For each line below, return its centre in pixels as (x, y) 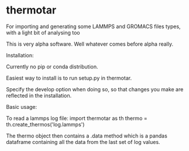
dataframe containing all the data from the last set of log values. (83, 142)
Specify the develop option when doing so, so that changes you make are (95, 89)
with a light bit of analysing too (43, 32)
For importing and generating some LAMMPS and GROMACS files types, (93, 26)
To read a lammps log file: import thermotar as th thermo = (77, 118)
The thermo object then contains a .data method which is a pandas (87, 136)
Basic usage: (22, 107)
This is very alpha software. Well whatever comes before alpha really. (90, 44)
